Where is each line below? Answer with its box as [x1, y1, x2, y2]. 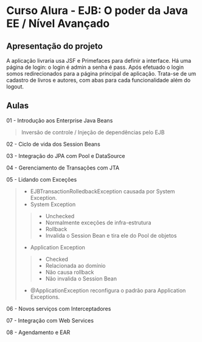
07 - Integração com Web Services [6, 316, 94, 324]
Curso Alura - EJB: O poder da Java [6, 4, 189, 18]
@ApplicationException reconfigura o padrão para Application [30, 287, 186, 294]
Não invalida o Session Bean [45, 275, 117, 282]
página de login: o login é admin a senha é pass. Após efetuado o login [6, 63, 184, 71]
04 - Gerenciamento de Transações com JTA [6, 164, 120, 171]
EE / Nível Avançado [6, 16, 110, 30]
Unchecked [45, 212, 75, 219]
